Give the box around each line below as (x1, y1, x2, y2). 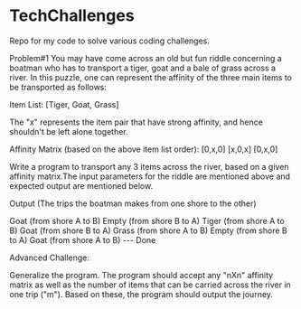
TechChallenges (9, 5, 135, 26)
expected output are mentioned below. (9, 180, 154, 191)
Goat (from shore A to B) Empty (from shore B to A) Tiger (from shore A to (9, 215, 285, 226)
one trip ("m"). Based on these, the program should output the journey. (9, 288, 274, 299)
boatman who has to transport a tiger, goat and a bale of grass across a (9, 62, 277, 73)
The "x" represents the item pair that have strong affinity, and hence (9, 117, 264, 127)
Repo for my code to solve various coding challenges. (9, 35, 211, 46)
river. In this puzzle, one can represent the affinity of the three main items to (9, 71, 292, 82)
